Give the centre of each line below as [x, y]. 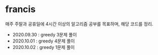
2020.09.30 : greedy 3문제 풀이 [45, 34]
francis [20, 9]
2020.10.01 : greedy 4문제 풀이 [44, 41]
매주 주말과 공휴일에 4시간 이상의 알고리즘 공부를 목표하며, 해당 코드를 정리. [79, 24]
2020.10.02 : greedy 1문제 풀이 [43, 47]
